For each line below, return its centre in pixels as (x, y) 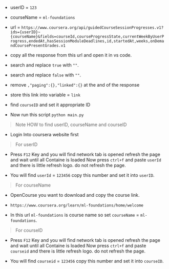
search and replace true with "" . (44, 65)
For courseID (29, 230)
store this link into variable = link (45, 95)
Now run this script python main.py (47, 115)
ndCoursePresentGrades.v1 (38, 46)
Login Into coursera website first (44, 134)
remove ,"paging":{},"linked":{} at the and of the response (75, 85)
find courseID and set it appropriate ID (50, 105)
